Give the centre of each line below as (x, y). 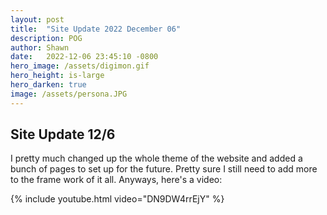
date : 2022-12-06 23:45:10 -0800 (84, 57)
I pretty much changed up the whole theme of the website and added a (156, 158)
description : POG (46, 38)
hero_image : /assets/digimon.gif (80, 66)
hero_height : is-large (57, 76)
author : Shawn (40, 47)
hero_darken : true (48, 85)
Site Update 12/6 (63, 134)
